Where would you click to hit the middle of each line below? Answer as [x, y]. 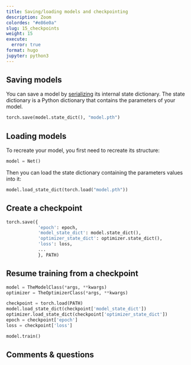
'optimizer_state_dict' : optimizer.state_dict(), [100, 239]
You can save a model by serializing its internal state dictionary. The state [96, 94]
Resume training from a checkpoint [72, 274]
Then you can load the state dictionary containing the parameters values [95, 172]
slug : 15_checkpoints [33, 28]
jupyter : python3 [27, 56]
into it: [14, 179]
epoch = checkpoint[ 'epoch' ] [42, 320]
